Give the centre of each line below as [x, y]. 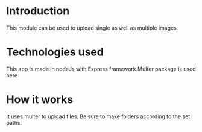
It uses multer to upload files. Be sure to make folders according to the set [98, 116]
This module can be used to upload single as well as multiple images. [92, 28]
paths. [14, 122]
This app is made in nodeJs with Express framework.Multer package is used [101, 69]
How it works [40, 100]
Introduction [38, 11]
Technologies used [55, 52]
